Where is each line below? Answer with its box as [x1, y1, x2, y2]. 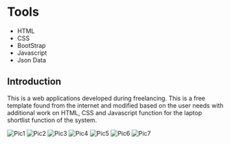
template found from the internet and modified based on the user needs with [7, 101, 224, 110]
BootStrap [16, 41, 46, 49]
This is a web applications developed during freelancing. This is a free [7, 94, 206, 102]
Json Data [16, 56, 47, 64]
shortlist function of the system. [7, 116, 97, 124]
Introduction [7, 76, 62, 88]
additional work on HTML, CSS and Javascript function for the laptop [7, 108, 203, 117]
